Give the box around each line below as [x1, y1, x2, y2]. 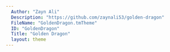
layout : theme [11, 36, 46, 42]
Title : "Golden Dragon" [11, 31, 70, 37]
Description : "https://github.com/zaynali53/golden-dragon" [11, 14, 165, 20]
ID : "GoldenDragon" [11, 25, 60, 32]
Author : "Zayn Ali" [11, 8, 60, 15]
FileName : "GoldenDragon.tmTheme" [11, 20, 97, 26]
